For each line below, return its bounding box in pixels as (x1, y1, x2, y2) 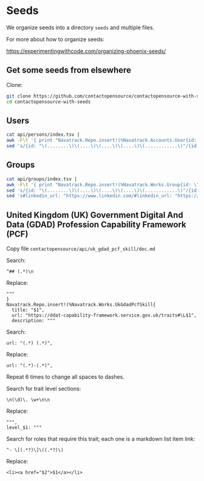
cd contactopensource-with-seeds (6, 99, 91, 105)
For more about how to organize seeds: (6, 35, 105, 43)
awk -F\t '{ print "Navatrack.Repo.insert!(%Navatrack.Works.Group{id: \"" (6, 181, 202, 188)
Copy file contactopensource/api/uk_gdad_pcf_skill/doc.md (6, 245, 156, 253)
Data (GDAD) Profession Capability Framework (6, 219, 186, 230)
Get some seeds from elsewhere (6, 65, 132, 75)
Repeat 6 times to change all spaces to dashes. (6, 373, 124, 381)
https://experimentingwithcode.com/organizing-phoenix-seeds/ (6, 47, 166, 55)
